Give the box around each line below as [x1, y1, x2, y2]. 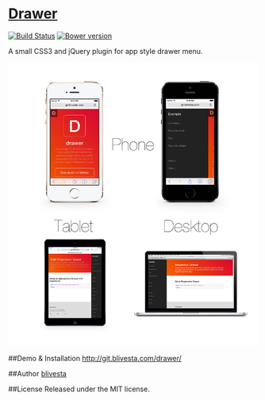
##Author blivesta [8, 368, 67, 378]
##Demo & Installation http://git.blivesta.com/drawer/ [8, 353, 182, 363]
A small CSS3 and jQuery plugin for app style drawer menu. [8, 46, 203, 56]
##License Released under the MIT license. [8, 384, 151, 394]
